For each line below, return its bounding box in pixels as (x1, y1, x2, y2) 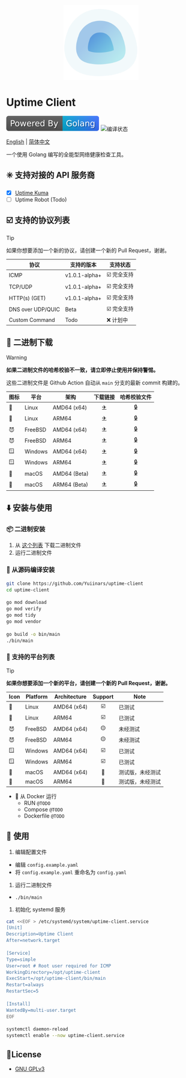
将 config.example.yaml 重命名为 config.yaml (14, 868, 127, 876)
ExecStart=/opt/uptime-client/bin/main (6, 976, 106, 982)
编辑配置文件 (14, 848, 47, 855)
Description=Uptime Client (6, 931, 74, 937)
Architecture (54, 693, 87, 700)
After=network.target (6, 937, 61, 944)
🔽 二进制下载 (6, 337, 53, 348)
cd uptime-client (6, 587, 50, 593)
